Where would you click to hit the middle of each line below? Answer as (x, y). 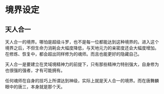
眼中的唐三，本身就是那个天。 (35, 87)
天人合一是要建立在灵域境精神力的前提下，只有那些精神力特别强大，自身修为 (82, 64)
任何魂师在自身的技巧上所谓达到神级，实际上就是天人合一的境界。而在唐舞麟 (82, 81)
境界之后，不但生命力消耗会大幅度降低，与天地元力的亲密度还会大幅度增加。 (82, 48)
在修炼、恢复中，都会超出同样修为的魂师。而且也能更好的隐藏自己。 (73, 54)
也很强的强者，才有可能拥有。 (35, 70)
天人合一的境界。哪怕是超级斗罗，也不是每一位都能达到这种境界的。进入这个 (82, 42)
